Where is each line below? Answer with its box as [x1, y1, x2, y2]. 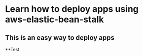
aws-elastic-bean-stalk [5, 14, 105, 25]
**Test [5, 47, 20, 52]
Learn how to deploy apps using [5, 3, 139, 15]
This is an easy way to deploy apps [5, 33, 115, 42]
